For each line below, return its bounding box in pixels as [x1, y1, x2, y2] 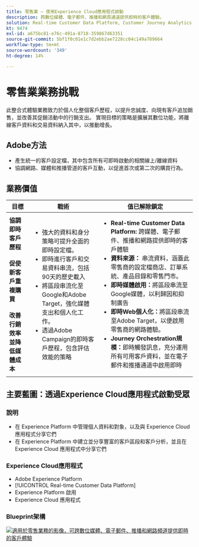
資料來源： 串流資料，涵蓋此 [110, 254, 190, 263]
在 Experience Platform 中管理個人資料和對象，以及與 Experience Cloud [14, 423, 191, 430]
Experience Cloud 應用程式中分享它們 [14, 445, 107, 452]
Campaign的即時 [41, 335, 89, 343]
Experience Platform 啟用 [14, 489, 77, 496]
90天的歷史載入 [41, 273, 86, 281]
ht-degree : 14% [6, 53, 44, 59]
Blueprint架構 [6, 513, 46, 521]
